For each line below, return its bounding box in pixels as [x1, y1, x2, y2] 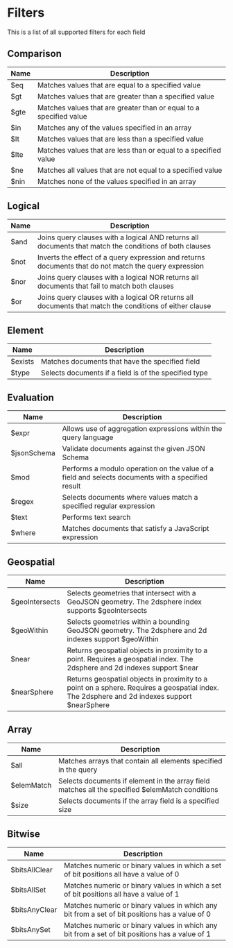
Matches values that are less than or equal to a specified [37, 145, 221, 155]
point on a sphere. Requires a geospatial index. [67, 683, 220, 692]
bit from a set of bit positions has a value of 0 [63, 909, 212, 919]
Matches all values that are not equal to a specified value [37, 165, 223, 175]
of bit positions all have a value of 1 [63, 889, 180, 899]
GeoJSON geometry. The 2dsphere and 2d [67, 626, 207, 635]
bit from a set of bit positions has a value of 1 [63, 929, 212, 938]
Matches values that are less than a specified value [37, 134, 205, 144]
